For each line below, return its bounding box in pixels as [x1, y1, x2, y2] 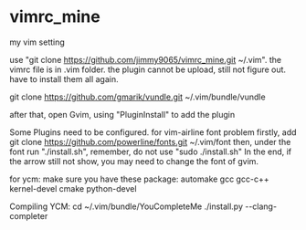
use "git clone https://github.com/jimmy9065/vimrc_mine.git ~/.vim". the [9, 54, 281, 65]
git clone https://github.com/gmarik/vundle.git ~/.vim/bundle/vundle [9, 91, 267, 102]
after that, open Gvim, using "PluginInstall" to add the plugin [9, 109, 236, 120]
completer [9, 210, 48, 221]
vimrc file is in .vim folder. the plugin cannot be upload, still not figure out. [9, 64, 286, 75]
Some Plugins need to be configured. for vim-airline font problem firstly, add [9, 126, 297, 138]
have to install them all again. [9, 73, 119, 84]
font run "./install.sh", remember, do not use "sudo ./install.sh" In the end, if [9, 146, 292, 157]
